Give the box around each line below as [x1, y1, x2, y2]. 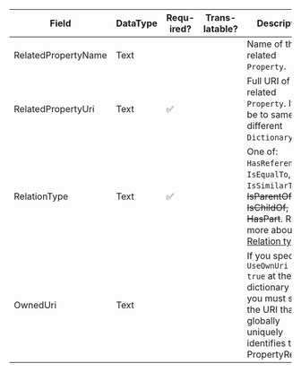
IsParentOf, [246, 190, 295, 203]
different [246, 120, 283, 132]
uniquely [246, 326, 284, 338]
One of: [246, 145, 279, 158]
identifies [246, 337, 287, 349]
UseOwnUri [246, 261, 288, 271]
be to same [246, 108, 294, 120]
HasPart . [246, 212, 284, 225]
